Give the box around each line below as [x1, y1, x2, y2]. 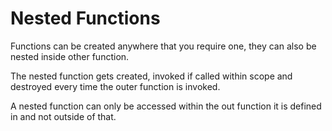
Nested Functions [10, 7, 161, 30]
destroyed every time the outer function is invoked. [10, 80, 221, 92]
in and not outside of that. [10, 110, 117, 122]
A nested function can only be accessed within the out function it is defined [10, 100, 322, 112]
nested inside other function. [10, 50, 130, 62]
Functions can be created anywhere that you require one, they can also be [10, 40, 317, 52]
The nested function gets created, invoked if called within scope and [10, 70, 293, 82]
